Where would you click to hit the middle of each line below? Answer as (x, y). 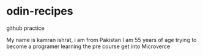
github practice (25, 28)
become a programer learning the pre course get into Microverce (88, 46)
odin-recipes (40, 11)
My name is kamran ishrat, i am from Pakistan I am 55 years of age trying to (102, 40)
